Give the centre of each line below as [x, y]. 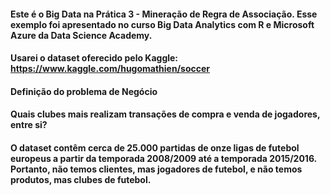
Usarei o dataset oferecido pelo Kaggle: [94, 58]
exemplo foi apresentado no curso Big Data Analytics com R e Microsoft [162, 24]
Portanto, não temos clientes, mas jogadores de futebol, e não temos [156, 169]
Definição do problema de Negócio [84, 91]
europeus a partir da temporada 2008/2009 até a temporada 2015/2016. [163, 158]
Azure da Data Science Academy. [81, 35]
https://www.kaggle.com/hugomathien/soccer [110, 69]
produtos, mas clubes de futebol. [81, 179]
